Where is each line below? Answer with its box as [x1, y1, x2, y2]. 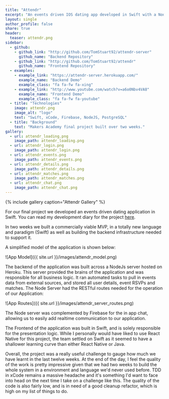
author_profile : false [5, 21, 53, 27]
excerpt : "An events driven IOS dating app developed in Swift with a [5, 12, 156, 17]
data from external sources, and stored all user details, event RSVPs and [5, 280, 155, 286]
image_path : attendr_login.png [14, 148, 80, 153]
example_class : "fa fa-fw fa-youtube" [18, 96, 100, 101]
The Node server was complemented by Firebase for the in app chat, [5, 310, 148, 316]
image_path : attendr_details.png [14, 167, 84, 172]
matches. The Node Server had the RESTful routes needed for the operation [5, 285, 163, 291]
